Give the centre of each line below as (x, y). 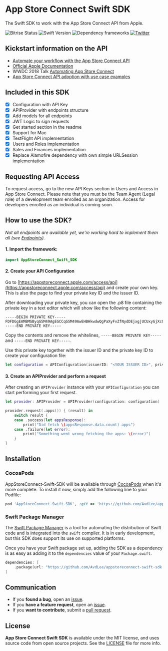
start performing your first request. (41, 393)
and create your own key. (132, 288)
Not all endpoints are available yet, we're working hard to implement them (82, 232)
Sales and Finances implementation (49, 150)
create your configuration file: (36, 356)
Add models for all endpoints (42, 116)
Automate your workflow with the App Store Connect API (71, 61)
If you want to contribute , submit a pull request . (62, 610)
